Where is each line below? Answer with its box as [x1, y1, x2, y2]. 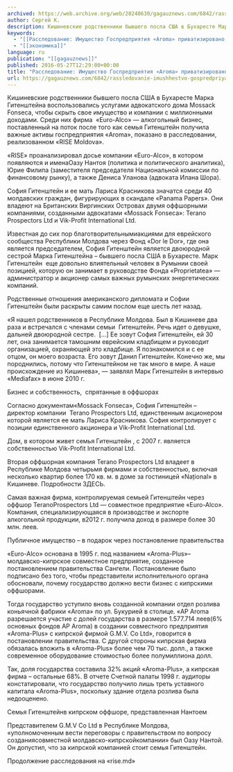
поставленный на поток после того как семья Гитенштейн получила [7, 123, 209, 132]
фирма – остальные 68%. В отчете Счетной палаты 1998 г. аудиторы [7, 672, 211, 680]
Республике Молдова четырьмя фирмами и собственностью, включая [7, 465, 218, 474]
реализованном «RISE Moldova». [7, 138, 104, 146]
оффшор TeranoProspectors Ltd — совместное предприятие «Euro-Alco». [7, 501, 224, 509]
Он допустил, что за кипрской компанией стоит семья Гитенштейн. [7, 744, 207, 752]
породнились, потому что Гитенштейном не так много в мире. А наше [7, 360, 216, 368]
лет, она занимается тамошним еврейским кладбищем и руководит [7, 338, 209, 346]
